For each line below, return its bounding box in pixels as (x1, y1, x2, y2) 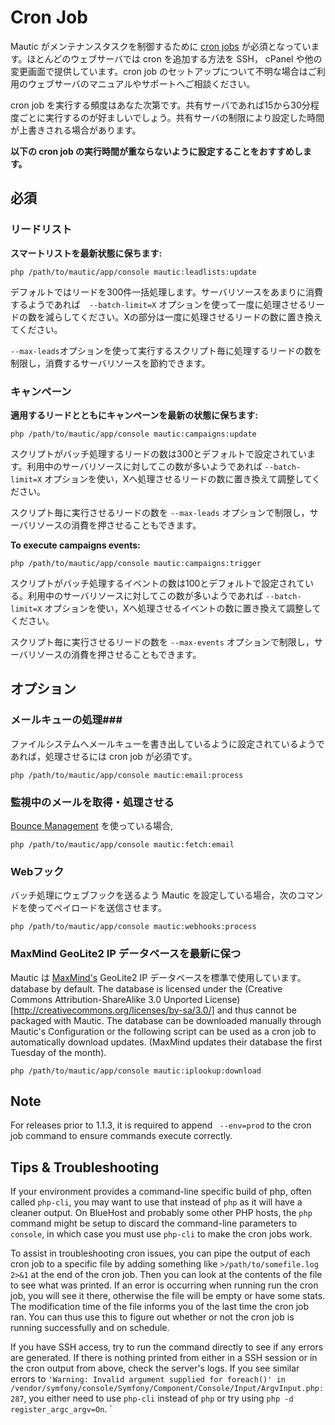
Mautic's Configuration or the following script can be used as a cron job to (10, 1025, 317, 1037)
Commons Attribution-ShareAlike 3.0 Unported (10, 993, 203, 1005)
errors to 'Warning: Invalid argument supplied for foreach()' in (10, 1373, 286, 1385)
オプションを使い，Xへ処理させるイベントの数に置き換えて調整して (44, 602, 322, 614)
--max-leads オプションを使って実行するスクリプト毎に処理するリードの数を (10, 344, 323, 356)
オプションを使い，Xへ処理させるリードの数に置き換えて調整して (44, 472, 313, 485)
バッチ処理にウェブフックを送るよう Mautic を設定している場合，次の (10, 889, 298, 901)
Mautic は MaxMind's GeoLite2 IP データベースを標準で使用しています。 (10, 971, 307, 983)
